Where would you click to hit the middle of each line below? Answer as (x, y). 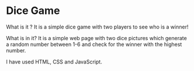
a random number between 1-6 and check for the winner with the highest (94, 44)
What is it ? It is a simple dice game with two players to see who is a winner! (97, 27)
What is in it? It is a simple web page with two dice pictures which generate (96, 38)
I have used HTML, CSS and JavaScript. (54, 62)
